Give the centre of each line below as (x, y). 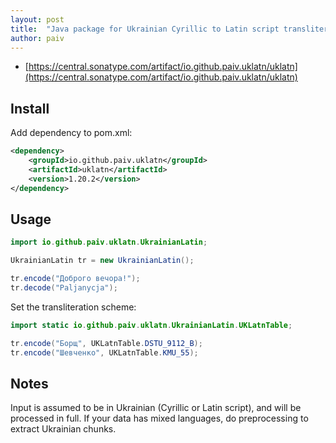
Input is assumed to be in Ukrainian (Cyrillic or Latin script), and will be (156, 408)
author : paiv (37, 38)
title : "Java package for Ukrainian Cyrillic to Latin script (145, 29)
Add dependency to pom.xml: (71, 133)
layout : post (37, 19)
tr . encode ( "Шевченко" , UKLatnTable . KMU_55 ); (104, 352)
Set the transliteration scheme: (73, 307)
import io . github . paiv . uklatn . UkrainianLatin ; (109, 242)
